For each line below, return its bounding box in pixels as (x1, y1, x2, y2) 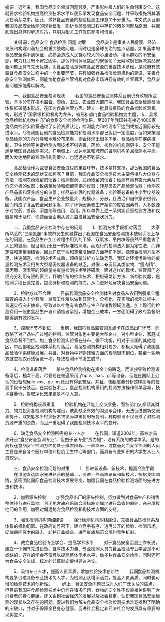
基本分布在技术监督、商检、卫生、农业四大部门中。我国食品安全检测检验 (13, 99, 160, 105)
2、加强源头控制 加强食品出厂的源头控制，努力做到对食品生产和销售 (13, 494, 160, 500)
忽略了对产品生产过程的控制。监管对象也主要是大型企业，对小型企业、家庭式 (5, 331, 160, 337)
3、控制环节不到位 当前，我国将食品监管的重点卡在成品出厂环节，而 (13, 325, 160, 331)
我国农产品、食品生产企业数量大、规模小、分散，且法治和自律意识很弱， (13, 196, 160, 201)
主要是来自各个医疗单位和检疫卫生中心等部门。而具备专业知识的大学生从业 (5, 449, 156, 454)
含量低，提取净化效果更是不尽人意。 (9, 391, 82, 397)
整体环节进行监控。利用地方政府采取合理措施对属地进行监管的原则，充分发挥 (5, 501, 160, 506)
